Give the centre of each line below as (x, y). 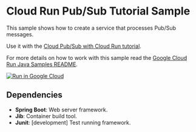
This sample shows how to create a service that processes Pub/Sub (91, 28)
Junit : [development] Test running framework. (73, 122)
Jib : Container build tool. (46, 116)
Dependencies (34, 95)
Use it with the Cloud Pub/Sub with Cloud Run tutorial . (74, 46)
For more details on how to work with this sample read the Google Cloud (97, 58)
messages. (20, 34)
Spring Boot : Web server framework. (61, 110)
